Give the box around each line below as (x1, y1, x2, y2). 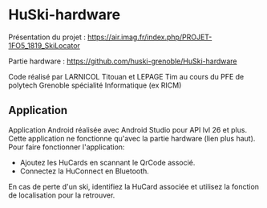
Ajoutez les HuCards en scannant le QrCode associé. (19, 157, 196, 167)
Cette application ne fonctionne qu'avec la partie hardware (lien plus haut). (8, 133, 256, 143)
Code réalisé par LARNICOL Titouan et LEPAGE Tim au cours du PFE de (8, 71, 245, 81)
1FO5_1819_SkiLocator (8, 40, 80, 50)
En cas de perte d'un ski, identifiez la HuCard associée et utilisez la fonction (8, 181, 259, 191)
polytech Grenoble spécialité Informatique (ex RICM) (8, 80, 182, 90)
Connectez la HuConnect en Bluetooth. (19, 166, 150, 176)
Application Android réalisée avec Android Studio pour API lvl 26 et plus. (8, 124, 247, 134)
